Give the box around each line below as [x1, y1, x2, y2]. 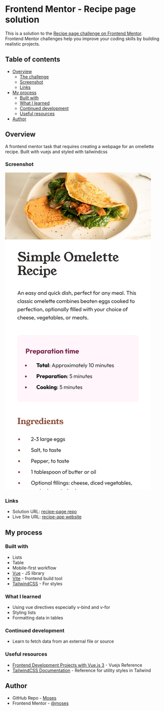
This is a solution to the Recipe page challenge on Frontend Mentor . [5, 30, 143, 36]
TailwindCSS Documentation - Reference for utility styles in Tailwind [12, 667, 151, 673]
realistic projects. [5, 41, 41, 47]
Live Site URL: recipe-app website [12, 514, 82, 520]
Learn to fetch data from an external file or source [12, 638, 114, 645]
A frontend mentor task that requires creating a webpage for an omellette [5, 143, 154, 149]
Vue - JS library [12, 570, 44, 576]
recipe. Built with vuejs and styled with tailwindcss [5, 149, 108, 155]
